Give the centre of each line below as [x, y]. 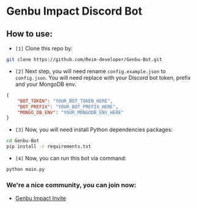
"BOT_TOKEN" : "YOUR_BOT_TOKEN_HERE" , [65, 101]
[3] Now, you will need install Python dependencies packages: [94, 130]
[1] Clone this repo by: [44, 48]
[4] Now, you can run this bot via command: [71, 158]
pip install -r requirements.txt [49, 147]
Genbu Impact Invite [41, 198]
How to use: [30, 34]
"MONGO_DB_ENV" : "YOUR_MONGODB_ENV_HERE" [70, 112]
